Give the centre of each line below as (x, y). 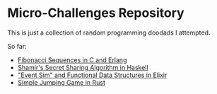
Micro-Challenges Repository (96, 13)
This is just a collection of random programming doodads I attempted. (109, 33)
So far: (17, 46)
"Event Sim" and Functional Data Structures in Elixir (92, 75)
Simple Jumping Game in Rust (61, 82)
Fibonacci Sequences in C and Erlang (72, 60)
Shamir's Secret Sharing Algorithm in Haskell (83, 67)
